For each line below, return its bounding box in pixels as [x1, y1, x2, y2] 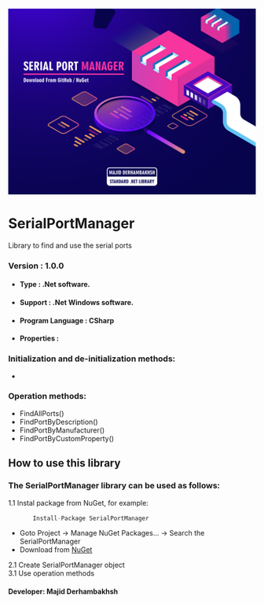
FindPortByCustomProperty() [19, 433, 115, 443]
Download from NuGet [19, 545, 93, 554]
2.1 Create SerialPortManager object [8, 560, 126, 570]
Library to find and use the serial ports [8, 241, 132, 250]
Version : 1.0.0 [8, 260, 64, 271]
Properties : [19, 333, 60, 343]
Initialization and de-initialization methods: [8, 353, 176, 364]
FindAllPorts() [19, 408, 64, 418]
